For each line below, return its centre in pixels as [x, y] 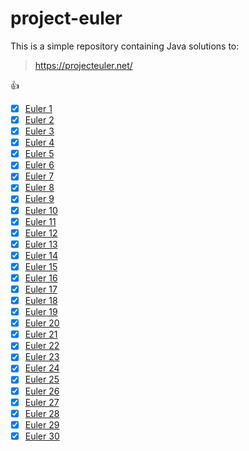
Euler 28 [42, 413]
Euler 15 [41, 266]
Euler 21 [41, 334]
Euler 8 [39, 188]
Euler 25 [42, 379]
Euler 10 [41, 210]
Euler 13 [41, 244]
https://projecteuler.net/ [83, 65]
